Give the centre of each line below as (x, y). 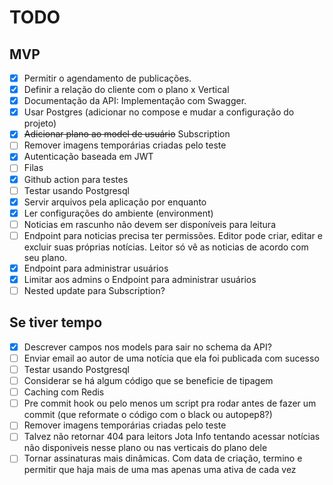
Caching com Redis (64, 392)
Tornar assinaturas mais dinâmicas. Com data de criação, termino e (163, 458)
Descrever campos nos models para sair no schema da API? (147, 347)
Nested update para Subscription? (94, 290)
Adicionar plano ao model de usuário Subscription (127, 134)
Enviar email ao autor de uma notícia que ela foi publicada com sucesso (171, 358)
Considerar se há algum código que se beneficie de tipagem (148, 381)
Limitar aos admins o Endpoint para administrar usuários (140, 279)
